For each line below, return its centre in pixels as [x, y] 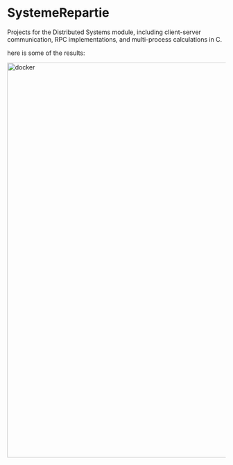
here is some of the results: [46, 53]
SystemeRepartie [58, 13]
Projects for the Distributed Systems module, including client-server [104, 32]
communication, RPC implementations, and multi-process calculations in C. [115, 39]
